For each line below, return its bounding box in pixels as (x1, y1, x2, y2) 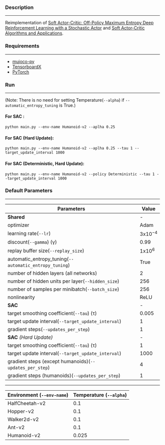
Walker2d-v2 (7, 416, 39, 423)
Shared (7, 214, 25, 221)
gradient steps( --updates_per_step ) (7, 326, 90, 333)
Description (5, 4, 34, 11)
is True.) (58, 102, 76, 108)
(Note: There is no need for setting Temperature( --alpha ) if (5, 97, 125, 103)
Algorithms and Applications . (5, 30, 64, 36)
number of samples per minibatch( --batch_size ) (7, 286, 119, 293)
